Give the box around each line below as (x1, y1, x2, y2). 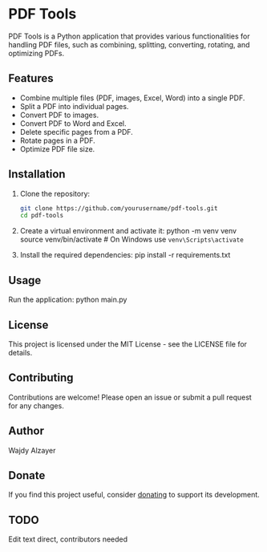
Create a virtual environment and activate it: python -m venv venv (19, 226, 237, 236)
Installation (8, 168, 66, 181)
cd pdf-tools (19, 212, 64, 220)
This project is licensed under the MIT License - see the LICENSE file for (8, 339, 247, 349)
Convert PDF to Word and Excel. (19, 118, 127, 128)
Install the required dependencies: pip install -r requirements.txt (19, 250, 231, 260)
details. (8, 347, 33, 357)
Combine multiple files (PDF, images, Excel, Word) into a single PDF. (19, 93, 245, 103)
